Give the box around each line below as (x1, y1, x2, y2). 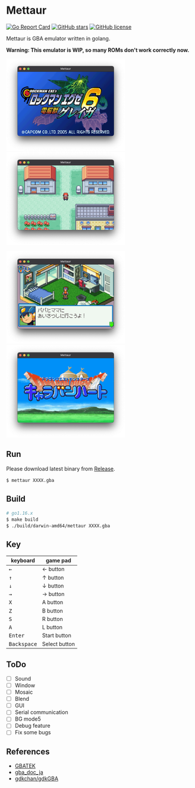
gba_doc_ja (14, 769, 43, 776)
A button (42, 599, 64, 606)
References (6, 746, 50, 756)
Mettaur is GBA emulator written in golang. (6, 35, 111, 42)
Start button (42, 632, 71, 639)
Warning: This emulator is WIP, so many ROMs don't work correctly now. (6, 46, 190, 54)
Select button (42, 640, 76, 647)
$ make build (6, 517, 39, 523)
